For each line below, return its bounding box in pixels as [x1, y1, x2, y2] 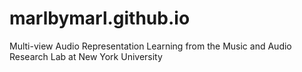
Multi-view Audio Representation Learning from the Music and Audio [9, 40, 292, 52]
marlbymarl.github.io [9, 7, 191, 30]
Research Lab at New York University [9, 50, 163, 62]
